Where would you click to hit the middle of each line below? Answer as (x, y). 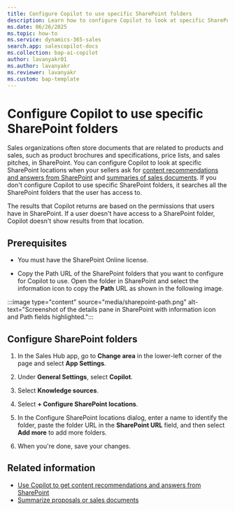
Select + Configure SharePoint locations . (78, 404)
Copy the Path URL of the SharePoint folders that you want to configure (120, 273)
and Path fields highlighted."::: (51, 317)
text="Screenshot (33, 310)
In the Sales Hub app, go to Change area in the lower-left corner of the (120, 355)
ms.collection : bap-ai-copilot (53, 53)
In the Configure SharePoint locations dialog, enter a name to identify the (122, 417)
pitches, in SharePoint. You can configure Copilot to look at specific (105, 163)
